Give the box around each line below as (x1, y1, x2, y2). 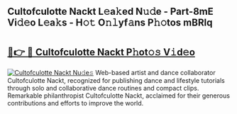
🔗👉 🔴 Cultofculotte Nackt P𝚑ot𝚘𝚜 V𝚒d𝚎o (7, 46, 195, 58)
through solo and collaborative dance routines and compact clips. (7, 84, 199, 92)
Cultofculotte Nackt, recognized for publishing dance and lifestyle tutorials (7, 76, 225, 84)
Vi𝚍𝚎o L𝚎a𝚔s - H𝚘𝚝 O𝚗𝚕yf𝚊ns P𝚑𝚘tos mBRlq (7, 17, 213, 29)
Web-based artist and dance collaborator (95, 69, 216, 76)
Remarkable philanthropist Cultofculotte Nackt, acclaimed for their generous (7, 91, 231, 100)
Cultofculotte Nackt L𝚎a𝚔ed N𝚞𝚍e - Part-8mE (7, 6, 214, 18)
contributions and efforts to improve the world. (7, 99, 144, 107)
